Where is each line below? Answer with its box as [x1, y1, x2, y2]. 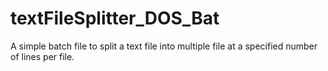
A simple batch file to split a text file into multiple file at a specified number [10, 40, 318, 52]
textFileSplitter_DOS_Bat [10, 7, 220, 30]
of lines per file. [10, 50, 75, 62]
